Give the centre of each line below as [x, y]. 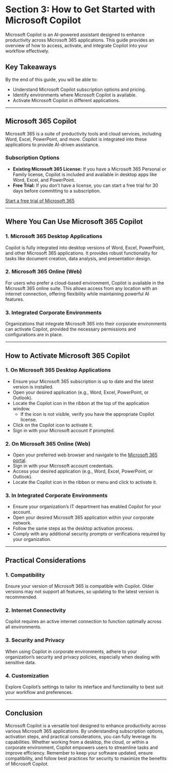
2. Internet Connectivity [36, 610]
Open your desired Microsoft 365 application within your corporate [83, 517]
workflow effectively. [27, 51]
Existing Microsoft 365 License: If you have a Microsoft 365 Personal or [89, 169]
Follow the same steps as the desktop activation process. [73, 528]
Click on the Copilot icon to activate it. [53, 425]
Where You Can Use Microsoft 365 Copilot [74, 222]
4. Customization [27, 675]
